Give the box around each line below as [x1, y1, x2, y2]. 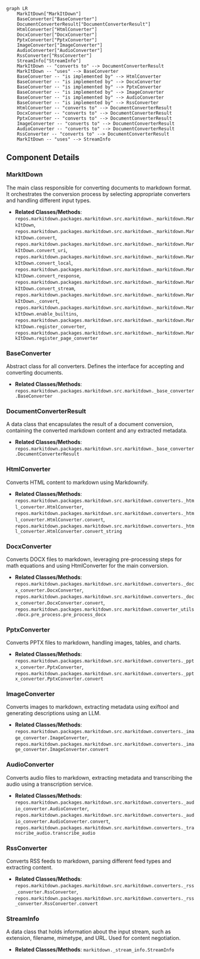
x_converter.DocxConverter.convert [14, 600, 104, 606]
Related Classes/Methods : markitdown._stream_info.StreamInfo [14, 946, 175, 953]
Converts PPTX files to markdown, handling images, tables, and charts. [6, 639, 181, 647]
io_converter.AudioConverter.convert [14, 819, 109, 825]
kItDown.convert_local [14, 260, 72, 266]
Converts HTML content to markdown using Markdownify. [6, 479, 149, 486]
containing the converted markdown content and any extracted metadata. [6, 427, 188, 434]
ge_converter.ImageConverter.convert [14, 747, 109, 753]
